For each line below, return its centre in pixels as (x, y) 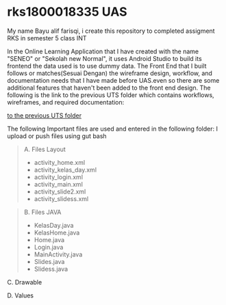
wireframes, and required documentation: (66, 102)
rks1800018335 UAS (67, 12)
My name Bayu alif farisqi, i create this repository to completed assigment (111, 31)
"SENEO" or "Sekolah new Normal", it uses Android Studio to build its (104, 58)
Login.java (49, 247)
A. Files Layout (45, 149)
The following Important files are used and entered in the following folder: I (112, 129)
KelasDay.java (54, 225)
